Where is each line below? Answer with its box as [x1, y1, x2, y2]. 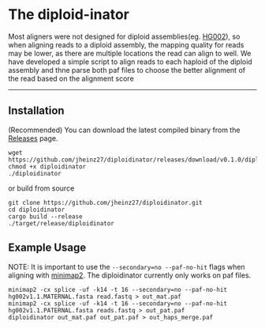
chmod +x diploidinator [8, 162, 87, 171]
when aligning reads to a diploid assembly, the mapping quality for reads [8, 40, 244, 49]
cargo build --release [8, 212, 83, 221]
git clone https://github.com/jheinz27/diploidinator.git [8, 199, 203, 206]
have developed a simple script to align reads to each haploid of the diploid [8, 57, 252, 66]
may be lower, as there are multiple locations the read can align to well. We [8, 48, 252, 58]
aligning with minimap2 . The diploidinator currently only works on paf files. [8, 270, 252, 280]
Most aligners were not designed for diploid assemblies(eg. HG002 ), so [8, 32, 241, 41]
